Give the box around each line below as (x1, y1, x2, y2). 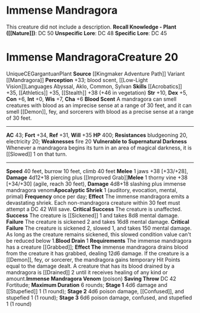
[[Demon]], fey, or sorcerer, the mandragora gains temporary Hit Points (6, 256, 180, 263)
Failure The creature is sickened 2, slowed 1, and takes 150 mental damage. (6, 224, 192, 231)
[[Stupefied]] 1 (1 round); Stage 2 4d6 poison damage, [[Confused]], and (6, 287, 185, 295)
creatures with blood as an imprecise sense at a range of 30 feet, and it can (6, 102, 192, 109)
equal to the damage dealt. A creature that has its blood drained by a (6, 262, 174, 270)
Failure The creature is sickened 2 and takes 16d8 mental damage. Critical (6, 218, 189, 225)
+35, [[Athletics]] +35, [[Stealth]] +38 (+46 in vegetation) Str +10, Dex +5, (6, 89, 187, 96)
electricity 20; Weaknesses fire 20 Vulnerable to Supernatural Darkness (6, 137, 187, 145)
